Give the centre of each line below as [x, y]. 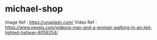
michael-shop [34, 9]
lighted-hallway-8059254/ [32, 32]
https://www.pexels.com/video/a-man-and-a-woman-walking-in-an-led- [79, 27]
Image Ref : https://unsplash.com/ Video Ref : [51, 22]
